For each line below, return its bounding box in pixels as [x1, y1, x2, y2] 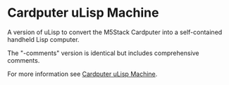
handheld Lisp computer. [7, 35, 80, 43]
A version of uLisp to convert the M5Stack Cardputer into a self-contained [7, 28, 223, 36]
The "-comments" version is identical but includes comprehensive [7, 49, 199, 57]
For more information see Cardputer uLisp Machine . [7, 70, 158, 78]
